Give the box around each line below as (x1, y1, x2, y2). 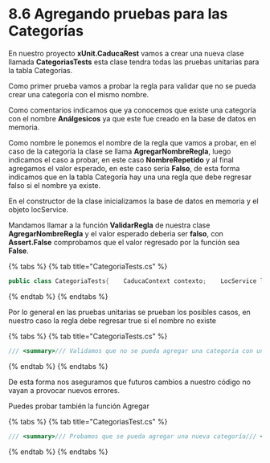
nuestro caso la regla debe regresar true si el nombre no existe (8, 315, 217, 326)
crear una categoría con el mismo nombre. (8, 89, 149, 99)
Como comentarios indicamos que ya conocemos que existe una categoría (8, 105, 257, 115)
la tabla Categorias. (8, 65, 73, 75)
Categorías (8, 22, 84, 40)
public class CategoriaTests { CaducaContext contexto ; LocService (8, 277, 257, 285)
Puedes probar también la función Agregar (8, 401, 150, 411)
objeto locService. (8, 204, 69, 214)
